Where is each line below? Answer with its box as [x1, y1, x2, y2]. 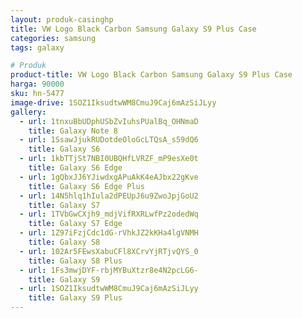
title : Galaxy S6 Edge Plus [28, 181, 145, 191]
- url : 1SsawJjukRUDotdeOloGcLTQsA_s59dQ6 [19, 135, 199, 145]
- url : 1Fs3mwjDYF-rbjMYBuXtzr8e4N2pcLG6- [19, 265, 199, 275]
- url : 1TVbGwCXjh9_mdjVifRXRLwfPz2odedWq [19, 209, 199, 220]
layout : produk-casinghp [10, 14, 114, 25]
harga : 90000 [10, 79, 65, 90]
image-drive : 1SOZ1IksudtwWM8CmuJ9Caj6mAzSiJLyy [10, 97, 217, 108]
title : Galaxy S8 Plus [28, 256, 123, 266]
